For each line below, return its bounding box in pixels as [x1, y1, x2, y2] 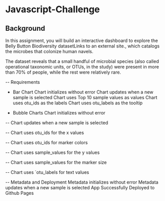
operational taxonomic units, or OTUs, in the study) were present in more [5, 64, 159, 70]
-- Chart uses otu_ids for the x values [5, 129, 85, 136]
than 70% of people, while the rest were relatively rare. [5, 69, 121, 75]
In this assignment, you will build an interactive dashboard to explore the [5, 37, 158, 43]
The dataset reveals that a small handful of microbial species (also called [5, 58, 159, 64]
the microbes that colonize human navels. [5, 49, 94, 54]
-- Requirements [5, 79, 40, 85]
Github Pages [5, 190, 34, 196]
